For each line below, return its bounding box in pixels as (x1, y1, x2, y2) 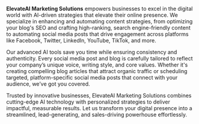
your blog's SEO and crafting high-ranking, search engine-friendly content (6, 24, 191, 31)
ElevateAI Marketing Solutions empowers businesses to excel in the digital (6, 5, 193, 12)
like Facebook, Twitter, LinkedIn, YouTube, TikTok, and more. (6, 37, 156, 44)
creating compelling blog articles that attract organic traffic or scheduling (6, 68, 188, 74)
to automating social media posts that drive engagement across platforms (6, 31, 189, 38)
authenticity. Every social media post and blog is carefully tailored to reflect (6, 55, 193, 62)
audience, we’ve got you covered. (6, 80, 90, 87)
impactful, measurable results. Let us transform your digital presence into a (6, 105, 192, 111)
